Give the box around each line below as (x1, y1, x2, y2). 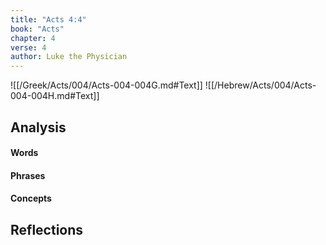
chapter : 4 (10, 33, 56, 43)
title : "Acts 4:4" (10, 14, 87, 25)
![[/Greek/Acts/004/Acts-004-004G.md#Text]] (10, 79, 203, 91)
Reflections (10, 221, 84, 238)
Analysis (10, 119, 67, 136)
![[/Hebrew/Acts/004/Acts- (204, 79, 317, 91)
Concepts (10, 192, 52, 205)
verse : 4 (10, 42, 47, 53)
